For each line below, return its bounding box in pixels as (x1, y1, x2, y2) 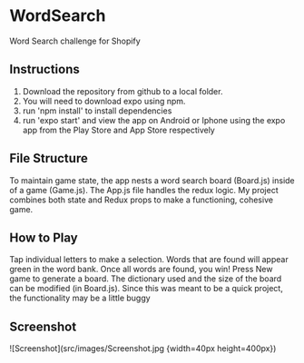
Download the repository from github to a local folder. (22, 85, 223, 96)
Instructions (9, 62, 80, 77)
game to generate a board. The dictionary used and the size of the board (9, 273, 282, 284)
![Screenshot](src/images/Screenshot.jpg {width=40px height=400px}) (9, 343, 277, 354)
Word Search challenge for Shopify (9, 35, 141, 46)
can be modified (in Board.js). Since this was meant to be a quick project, (9, 283, 283, 294)
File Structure (9, 151, 88, 166)
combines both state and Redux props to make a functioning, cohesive (9, 194, 274, 205)
